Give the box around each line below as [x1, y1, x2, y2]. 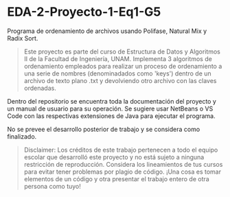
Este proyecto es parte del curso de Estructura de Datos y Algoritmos [23, 47, 221, 56]
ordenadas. [23, 84, 56, 92]
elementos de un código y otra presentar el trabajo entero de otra [23, 174, 209, 183]
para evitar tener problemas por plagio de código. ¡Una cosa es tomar [23, 167, 222, 176]
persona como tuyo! [23, 182, 81, 190]
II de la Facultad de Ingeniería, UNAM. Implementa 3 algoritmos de [23, 54, 213, 62]
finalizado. [7, 132, 37, 141]
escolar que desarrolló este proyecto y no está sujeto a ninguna [23, 152, 205, 161]
